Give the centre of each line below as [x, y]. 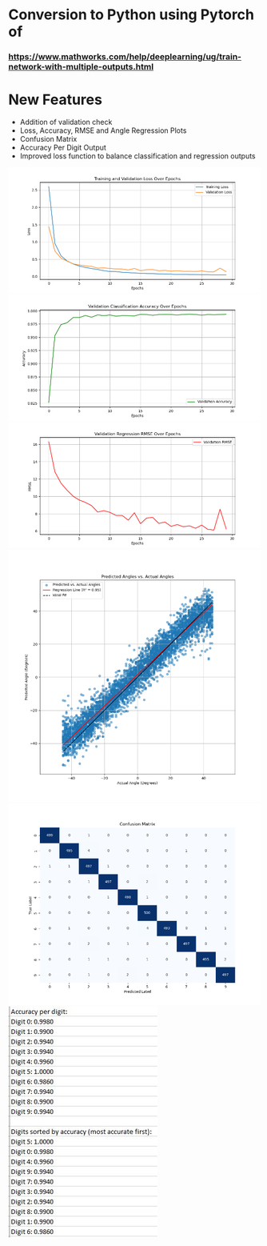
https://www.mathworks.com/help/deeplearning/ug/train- [125, 57]
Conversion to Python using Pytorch [131, 15]
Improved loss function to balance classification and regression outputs [137, 156]
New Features [55, 100]
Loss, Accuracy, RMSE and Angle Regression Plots [103, 130]
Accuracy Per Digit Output [63, 148]
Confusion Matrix [48, 139]
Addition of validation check [66, 122]
